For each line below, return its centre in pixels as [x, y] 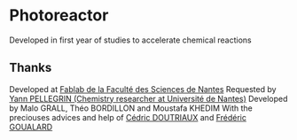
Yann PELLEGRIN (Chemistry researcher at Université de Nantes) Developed [148, 98]
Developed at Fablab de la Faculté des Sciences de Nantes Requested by [143, 89]
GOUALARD [31, 127]
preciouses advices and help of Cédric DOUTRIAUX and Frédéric [128, 117]
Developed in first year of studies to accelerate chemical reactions [130, 40]
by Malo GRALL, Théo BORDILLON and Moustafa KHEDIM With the [131, 108]
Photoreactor [59, 16]
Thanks [31, 68]
